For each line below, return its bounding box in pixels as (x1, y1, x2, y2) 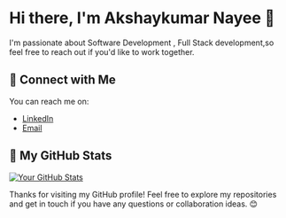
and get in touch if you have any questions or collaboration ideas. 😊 (9, 199, 259, 209)
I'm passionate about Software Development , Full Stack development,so (9, 37, 274, 48)
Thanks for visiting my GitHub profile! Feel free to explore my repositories (9, 189, 277, 199)
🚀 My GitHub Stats (9, 148, 112, 163)
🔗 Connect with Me (9, 73, 117, 88)
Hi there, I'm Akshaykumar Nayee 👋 (9, 8, 275, 28)
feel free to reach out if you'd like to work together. (9, 46, 195, 57)
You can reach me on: (9, 96, 89, 106)
